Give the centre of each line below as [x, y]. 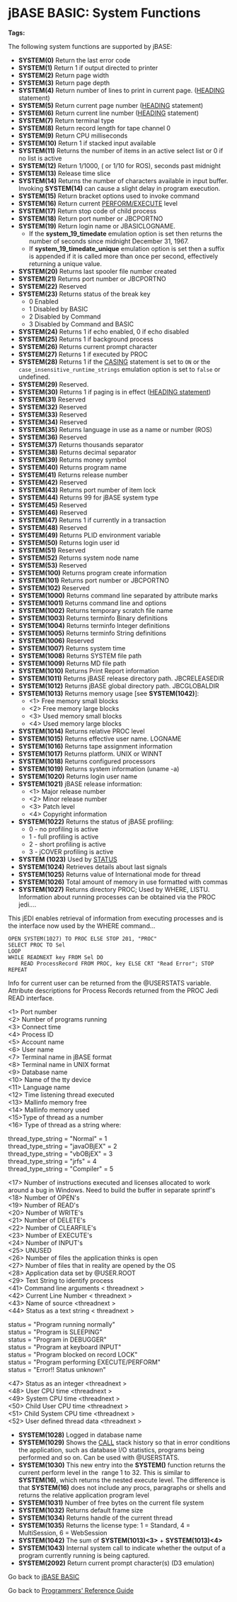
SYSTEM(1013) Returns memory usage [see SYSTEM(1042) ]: [109, 693]
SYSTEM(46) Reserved [53, 512]
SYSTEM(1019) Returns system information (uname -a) [99, 768]
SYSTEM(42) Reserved [53, 482]
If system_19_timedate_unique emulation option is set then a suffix [127, 248]
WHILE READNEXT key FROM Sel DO [56, 957]
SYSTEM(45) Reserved [53, 504]
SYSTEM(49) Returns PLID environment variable [89, 535]
